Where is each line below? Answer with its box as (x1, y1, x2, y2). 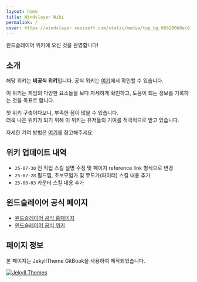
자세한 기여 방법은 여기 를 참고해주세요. (6, 129, 94, 136)
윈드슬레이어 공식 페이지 (6, 198, 88, 208)
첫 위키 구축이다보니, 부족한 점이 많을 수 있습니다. (6, 109, 119, 116)
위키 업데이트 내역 (6, 147, 67, 158)
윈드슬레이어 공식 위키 (14, 222, 66, 229)
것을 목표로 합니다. (12, 97, 55, 104)
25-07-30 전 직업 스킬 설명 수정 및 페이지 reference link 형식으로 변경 (14, 164, 174, 171)
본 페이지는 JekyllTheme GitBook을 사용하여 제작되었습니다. (6, 257, 145, 264)
